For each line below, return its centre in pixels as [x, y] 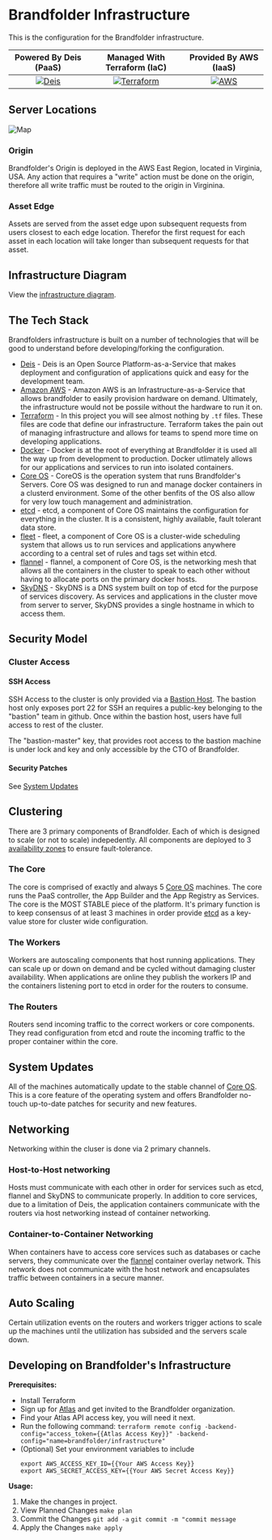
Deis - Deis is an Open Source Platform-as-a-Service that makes [128, 364]
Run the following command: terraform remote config [110, 1427]
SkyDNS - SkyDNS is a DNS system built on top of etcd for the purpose [139, 587]
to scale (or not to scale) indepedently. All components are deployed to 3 [130, 839]
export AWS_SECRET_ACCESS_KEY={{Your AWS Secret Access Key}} [127, 1471]
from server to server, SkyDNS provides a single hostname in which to [137, 604]
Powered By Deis [49, 57]
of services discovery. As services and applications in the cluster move [138, 596]
